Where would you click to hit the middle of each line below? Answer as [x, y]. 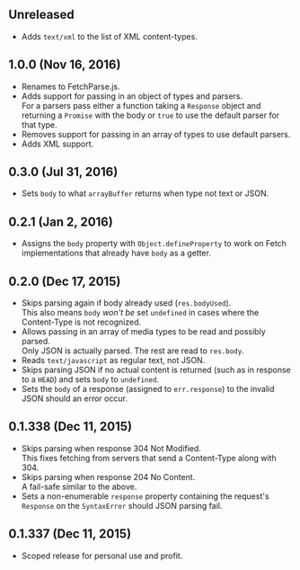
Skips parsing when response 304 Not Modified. [111, 448]
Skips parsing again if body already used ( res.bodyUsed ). [126, 303]
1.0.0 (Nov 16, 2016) [65, 65]
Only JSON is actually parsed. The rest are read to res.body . [132, 351]
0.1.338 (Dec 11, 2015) [70, 427]
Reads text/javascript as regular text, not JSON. [113, 361]
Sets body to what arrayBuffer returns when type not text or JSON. [145, 193]
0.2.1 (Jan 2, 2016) [61, 222]
